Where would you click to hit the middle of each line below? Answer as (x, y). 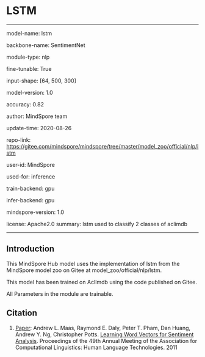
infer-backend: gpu (31, 200)
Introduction (31, 249)
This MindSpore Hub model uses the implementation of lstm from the (93, 263)
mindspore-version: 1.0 (35, 212)
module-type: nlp (28, 57)
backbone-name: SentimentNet (46, 45)
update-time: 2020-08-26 (39, 128)
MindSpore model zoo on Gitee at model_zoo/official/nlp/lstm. (84, 270)
